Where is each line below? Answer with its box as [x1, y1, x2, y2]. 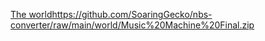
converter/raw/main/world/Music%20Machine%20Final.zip [10, 19, 255, 31]
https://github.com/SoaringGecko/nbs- [51, 9, 213, 20]
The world [10, 9, 53, 20]
